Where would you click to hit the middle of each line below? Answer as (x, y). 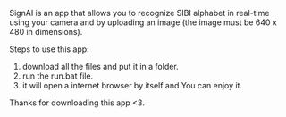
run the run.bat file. (58, 76)
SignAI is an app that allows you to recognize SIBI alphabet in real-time (139, 13)
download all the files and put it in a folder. (100, 67)
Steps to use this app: (49, 49)
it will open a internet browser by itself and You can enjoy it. (132, 85)
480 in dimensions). (46, 32)
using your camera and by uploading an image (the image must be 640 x (143, 22)
